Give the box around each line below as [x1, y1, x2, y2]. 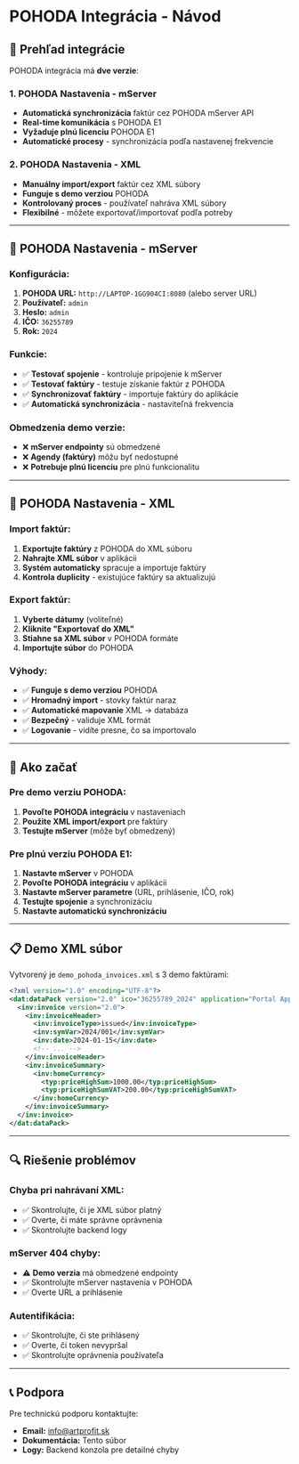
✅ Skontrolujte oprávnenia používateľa [21, 1350, 165, 1361]
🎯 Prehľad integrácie [9, 42, 125, 57]
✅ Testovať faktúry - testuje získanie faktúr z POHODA [21, 378, 225, 389]
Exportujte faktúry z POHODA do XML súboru [21, 543, 193, 554]
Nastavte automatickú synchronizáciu [21, 906, 167, 916]
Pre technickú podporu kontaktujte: [9, 1408, 139, 1419]
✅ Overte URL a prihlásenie [21, 1287, 123, 1297]
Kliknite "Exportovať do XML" [21, 623, 135, 634]
